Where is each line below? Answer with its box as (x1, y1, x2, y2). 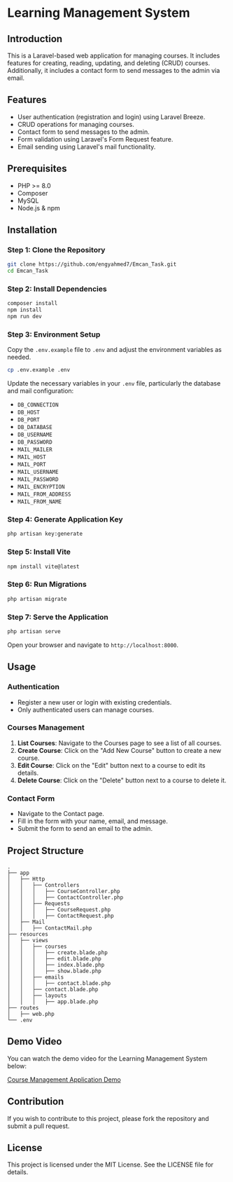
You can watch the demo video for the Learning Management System (7, 1054, 208, 1063)
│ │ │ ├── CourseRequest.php (7, 906, 111, 913)
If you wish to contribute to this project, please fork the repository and (7, 1114, 209, 1122)
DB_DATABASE (17, 424, 52, 431)
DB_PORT (17, 416, 40, 423)
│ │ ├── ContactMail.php (7, 924, 92, 932)
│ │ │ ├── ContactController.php (7, 894, 124, 901)
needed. (7, 353, 31, 362)
